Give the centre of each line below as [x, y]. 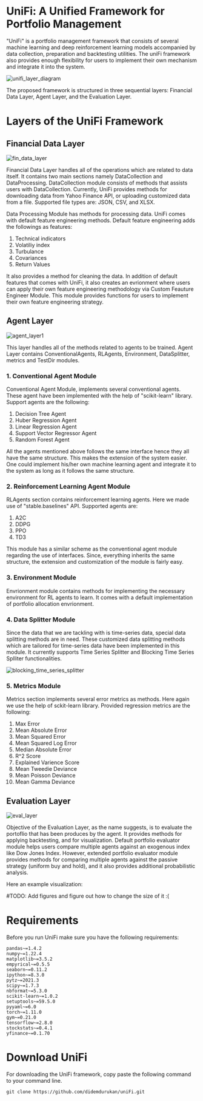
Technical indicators [40, 239]
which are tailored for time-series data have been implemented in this [93, 645]
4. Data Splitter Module [41, 619]
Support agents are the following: [48, 402]
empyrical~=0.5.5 [28, 964]
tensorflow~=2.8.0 [29, 1023]
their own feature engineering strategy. [55, 302]
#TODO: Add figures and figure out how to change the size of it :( [88, 896]
